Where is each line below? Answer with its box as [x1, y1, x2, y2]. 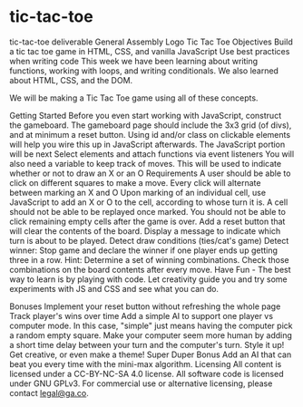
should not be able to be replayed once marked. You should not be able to [9, 206, 286, 217]
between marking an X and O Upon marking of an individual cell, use [9, 187, 266, 198]
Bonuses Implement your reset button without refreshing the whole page [9, 301, 281, 312]
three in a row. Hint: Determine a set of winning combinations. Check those [9, 254, 289, 265]
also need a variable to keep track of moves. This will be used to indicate [9, 158, 282, 169]
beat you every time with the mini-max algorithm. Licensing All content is [9, 358, 282, 369]
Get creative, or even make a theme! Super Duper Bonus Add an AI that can [9, 349, 292, 360]
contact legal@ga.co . [9, 387, 89, 398]
